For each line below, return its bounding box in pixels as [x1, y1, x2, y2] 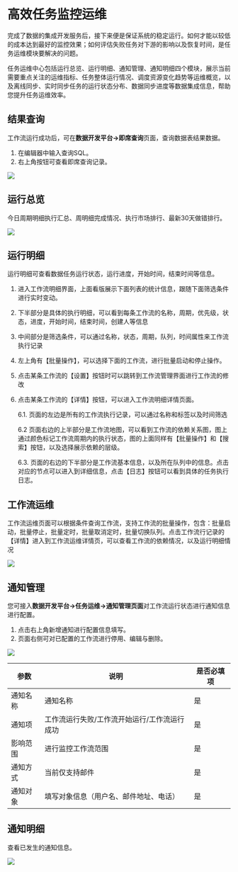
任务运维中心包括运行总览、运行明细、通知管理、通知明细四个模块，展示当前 [7, 64, 231, 72]
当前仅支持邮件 [45, 768, 95, 777]
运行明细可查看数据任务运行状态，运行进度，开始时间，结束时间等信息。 [7, 270, 218, 278]
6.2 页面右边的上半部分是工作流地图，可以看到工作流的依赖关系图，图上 [17, 426, 228, 434]
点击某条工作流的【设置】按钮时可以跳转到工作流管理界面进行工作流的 [17, 371, 223, 380]
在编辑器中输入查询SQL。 [17, 148, 93, 157]
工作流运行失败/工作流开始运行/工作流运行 [45, 715, 185, 724]
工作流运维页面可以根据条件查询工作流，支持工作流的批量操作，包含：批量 [7, 519, 225, 528]
